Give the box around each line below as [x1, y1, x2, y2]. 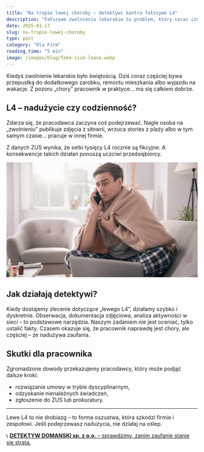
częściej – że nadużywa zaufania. [6, 331, 90, 338]
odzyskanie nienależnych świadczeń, [15, 389, 109, 397]
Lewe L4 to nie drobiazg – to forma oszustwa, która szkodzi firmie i [6, 414, 174, 421]
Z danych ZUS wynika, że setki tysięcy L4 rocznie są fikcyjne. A [6, 144, 166, 151]
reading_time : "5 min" [6, 49, 64, 55]
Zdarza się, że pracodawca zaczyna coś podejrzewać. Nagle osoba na [6, 119, 183, 126]
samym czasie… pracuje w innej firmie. [6, 131, 104, 139]
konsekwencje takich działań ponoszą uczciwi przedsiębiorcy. [6, 150, 162, 158]
